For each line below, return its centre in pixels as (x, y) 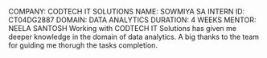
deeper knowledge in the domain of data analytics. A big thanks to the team (134, 37)
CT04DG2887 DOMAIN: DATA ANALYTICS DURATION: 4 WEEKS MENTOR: (132, 20)
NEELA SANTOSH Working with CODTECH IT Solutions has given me (123, 28)
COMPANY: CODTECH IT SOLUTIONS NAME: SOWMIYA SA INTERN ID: (127, 12)
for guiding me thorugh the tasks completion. (83, 45)
